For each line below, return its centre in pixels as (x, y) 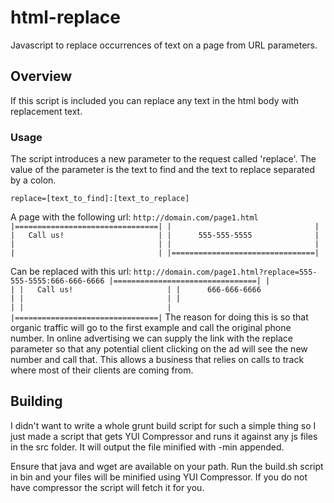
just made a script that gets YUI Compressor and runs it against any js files (164, 436)
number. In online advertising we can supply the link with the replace (151, 338)
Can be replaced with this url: (71, 272)
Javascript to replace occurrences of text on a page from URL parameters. (164, 45)
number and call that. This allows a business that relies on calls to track (157, 360)
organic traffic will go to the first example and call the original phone (151, 328)
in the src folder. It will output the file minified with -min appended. (147, 447)
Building (36, 401)
